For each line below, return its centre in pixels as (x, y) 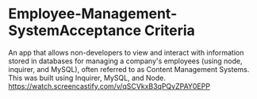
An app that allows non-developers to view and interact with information (126, 52)
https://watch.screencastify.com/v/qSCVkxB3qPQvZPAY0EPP (109, 86)
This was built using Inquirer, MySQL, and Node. (87, 78)
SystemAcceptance (75, 30)
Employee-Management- (93, 14)
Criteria (170, 30)
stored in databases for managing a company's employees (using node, (125, 61)
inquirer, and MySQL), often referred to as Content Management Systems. (129, 69)
